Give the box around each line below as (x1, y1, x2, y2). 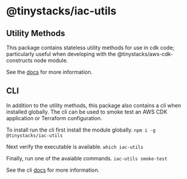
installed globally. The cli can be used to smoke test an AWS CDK (6, 108, 168, 115)
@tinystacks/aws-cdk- (117, 50, 174, 58)
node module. (34, 57, 68, 64)
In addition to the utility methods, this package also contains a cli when (6, 102, 182, 109)
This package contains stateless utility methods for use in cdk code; (6, 44, 175, 51)
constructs (6, 57, 33, 64)
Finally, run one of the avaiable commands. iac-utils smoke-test (6, 154, 168, 162)
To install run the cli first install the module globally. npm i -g (6, 126, 156, 133)
